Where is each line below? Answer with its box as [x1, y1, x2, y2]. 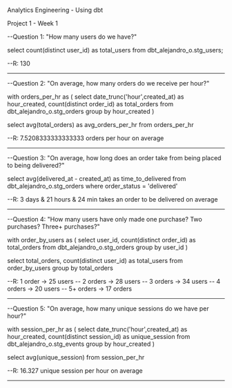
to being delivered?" [7, 162, 65, 169]
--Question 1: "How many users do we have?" [7, 32, 137, 41]
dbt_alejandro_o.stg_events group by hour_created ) [7, 340, 155, 348]
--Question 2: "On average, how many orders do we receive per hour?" [7, 79, 210, 87]
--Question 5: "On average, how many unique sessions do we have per [7, 304, 209, 313]
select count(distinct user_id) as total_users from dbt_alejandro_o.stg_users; [7, 46, 224, 54]
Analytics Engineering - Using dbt [7, 6, 104, 14]
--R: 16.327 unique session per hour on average [7, 367, 143, 375]
